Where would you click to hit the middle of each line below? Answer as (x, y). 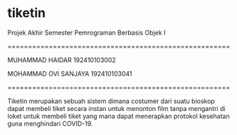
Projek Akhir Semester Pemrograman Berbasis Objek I (86, 33)
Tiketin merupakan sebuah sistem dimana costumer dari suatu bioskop (111, 101)
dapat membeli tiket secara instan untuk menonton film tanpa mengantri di (116, 108)
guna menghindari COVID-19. (50, 123)
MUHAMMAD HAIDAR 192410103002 (62, 60)
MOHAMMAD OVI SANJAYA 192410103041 (70, 74)
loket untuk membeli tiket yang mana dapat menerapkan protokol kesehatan (118, 116)
